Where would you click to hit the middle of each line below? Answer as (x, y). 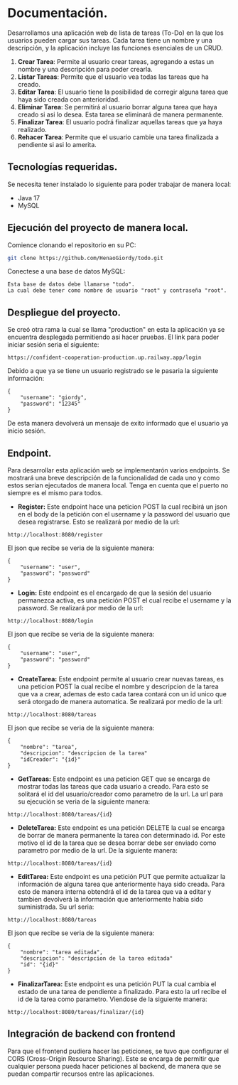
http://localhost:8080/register (55, 535)
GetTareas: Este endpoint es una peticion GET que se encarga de (114, 779)
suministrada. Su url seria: (56, 907)
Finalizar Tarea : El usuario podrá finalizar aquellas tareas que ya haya (120, 122)
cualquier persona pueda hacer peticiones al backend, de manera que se (114, 1066)
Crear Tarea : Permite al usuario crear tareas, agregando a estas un (116, 61)
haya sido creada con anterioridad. (69, 99)
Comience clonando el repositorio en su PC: (72, 245)
